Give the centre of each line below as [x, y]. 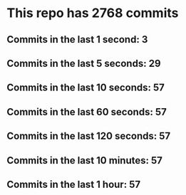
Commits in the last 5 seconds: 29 [84, 63]
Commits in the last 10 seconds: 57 [86, 88]
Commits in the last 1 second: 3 [77, 39]
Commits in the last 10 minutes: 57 [85, 160]
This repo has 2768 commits [93, 13]
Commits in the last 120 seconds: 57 [89, 136]
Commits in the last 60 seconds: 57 [87, 112]
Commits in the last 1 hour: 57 [73, 184]
